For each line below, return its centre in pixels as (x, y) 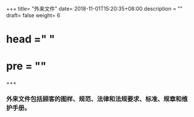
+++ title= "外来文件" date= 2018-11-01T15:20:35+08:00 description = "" (94, 9)
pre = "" (26, 66)
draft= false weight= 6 (33, 15)
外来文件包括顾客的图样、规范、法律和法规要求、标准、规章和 (94, 99)
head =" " (30, 39)
